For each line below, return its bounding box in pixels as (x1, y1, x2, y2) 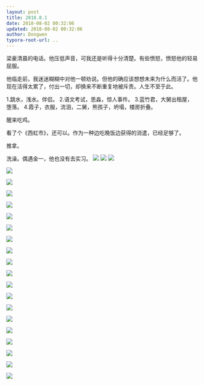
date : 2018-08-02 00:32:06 (6, 20, 75, 26)
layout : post (6, 9, 39, 15)
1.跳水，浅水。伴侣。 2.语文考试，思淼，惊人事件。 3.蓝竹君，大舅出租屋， (6, 95, 193, 103)
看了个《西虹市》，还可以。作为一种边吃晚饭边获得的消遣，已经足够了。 (6, 129, 185, 136)
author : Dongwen (6, 32, 47, 38)
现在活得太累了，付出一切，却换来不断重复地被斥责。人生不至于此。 (6, 83, 177, 90)
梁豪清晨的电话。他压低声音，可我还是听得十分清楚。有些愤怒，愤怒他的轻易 (6, 55, 198, 61)
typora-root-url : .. (6, 37, 59, 43)
